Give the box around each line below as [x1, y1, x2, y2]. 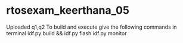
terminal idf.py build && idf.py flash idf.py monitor [6, 29, 127, 36]
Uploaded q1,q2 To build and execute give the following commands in [6, 23, 177, 30]
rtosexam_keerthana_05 [6, 4, 130, 17]
